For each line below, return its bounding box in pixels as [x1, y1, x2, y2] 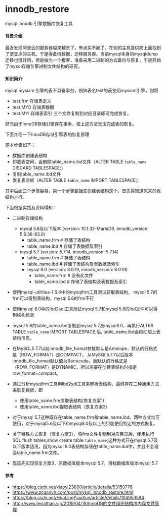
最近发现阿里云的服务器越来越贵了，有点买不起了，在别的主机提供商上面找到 [5, 45, 161, 51]
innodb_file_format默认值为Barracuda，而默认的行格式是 [12, 358, 127, 364]
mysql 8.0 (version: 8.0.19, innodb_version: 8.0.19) [27, 267, 128, 273]
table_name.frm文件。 [16, 450, 62, 456]
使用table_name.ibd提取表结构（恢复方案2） [19, 404, 110, 410]
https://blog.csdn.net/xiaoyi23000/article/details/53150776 [12, 484, 133, 490]
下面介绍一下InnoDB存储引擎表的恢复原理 [5, 131, 89, 137]
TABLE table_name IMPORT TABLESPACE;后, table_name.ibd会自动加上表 [12, 329, 161, 335]
